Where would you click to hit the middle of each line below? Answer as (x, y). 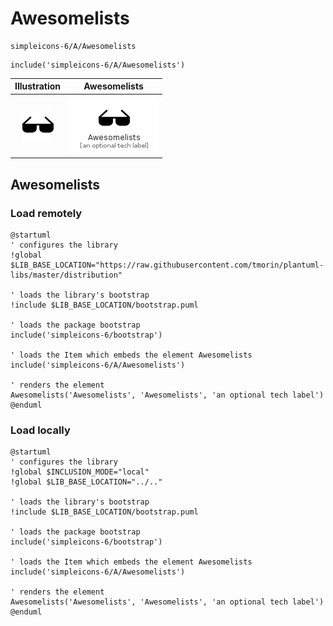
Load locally (40, 430)
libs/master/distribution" (66, 275)
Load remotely (46, 213)
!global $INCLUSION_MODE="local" (80, 472)
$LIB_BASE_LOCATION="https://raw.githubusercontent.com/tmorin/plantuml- (167, 265)
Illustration (38, 86)
